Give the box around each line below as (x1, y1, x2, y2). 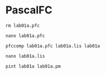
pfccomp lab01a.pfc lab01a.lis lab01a (5, 43, 100, 49)
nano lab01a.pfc (5, 33, 45, 38)
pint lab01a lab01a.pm (5, 63, 61, 69)
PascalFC (5, 3, 53, 17)
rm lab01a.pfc (5, 23, 40, 28)
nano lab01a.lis (5, 53, 45, 59)
